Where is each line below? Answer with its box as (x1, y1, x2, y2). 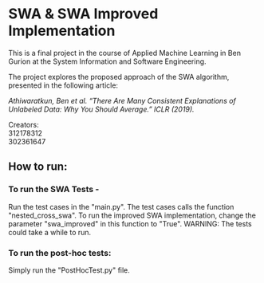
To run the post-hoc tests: (8, 247, 112, 258)
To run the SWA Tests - (8, 184, 100, 195)
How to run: (8, 160, 68, 174)
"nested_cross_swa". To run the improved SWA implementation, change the (8, 210, 257, 220)
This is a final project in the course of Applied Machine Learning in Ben (8, 48, 242, 57)
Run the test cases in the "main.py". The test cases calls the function (8, 202, 234, 211)
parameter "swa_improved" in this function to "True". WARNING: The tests (8, 218, 253, 228)
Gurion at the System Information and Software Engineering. (8, 57, 207, 66)
